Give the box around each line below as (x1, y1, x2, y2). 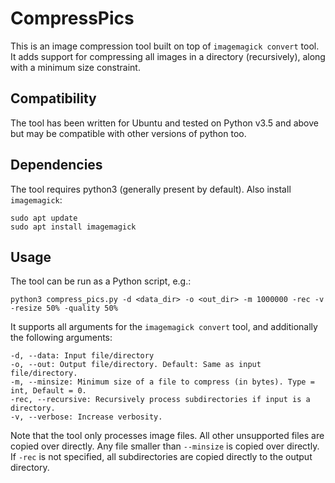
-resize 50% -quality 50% (10, 303, 118, 314)
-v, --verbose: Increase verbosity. (10, 412, 163, 422)
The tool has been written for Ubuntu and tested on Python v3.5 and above (10, 117, 319, 129)
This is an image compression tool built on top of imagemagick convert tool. (10, 40, 320, 52)
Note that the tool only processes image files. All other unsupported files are (10, 430, 325, 442)
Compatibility (10, 90, 97, 107)
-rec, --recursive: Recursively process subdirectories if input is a (10, 395, 311, 405)
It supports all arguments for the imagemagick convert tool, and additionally (10, 321, 318, 333)
